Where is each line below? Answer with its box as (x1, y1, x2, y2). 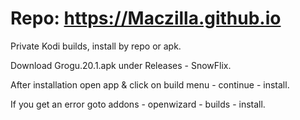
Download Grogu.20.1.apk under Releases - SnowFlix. (10, 59, 232, 71)
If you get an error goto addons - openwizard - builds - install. (10, 98, 266, 110)
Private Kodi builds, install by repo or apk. (10, 40, 182, 52)
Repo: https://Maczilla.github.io (10, 7, 282, 30)
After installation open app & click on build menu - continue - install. (10, 78, 290, 91)
